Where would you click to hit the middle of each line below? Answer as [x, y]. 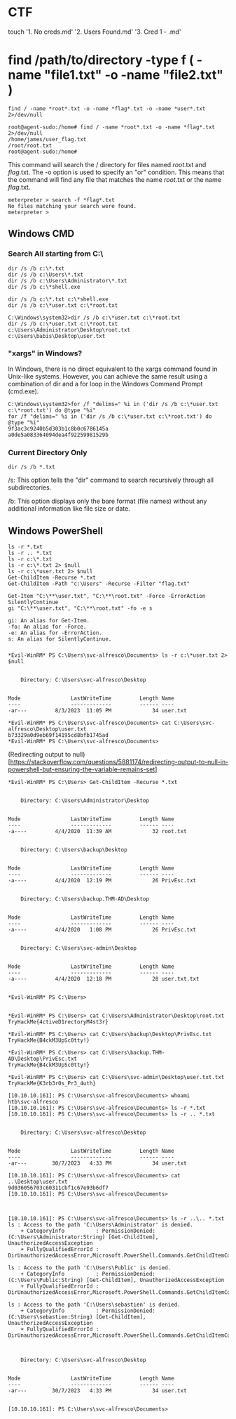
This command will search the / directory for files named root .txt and [107, 164]
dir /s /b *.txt [32, 467]
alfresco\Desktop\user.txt [47, 729]
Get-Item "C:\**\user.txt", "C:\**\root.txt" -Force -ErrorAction [107, 596]
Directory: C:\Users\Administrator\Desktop [85, 800]
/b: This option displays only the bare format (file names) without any [107, 501]
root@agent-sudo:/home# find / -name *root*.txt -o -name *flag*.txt [112, 127]
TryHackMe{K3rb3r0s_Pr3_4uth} [52, 1083]
